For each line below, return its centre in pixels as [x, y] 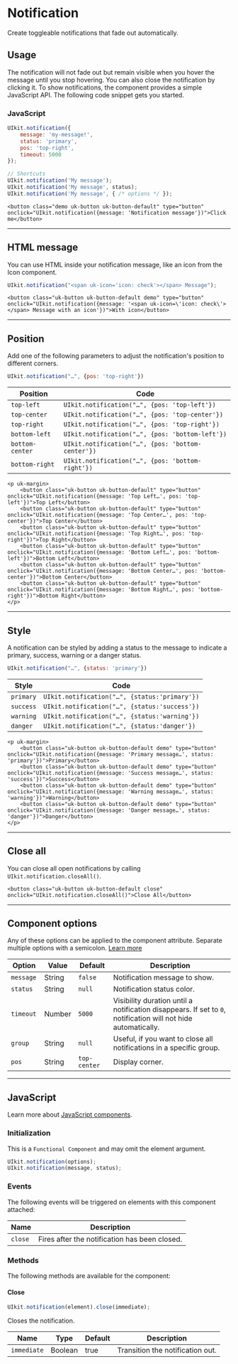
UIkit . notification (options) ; [52, 1161]
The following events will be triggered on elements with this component [112, 1202]
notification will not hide [153, 1019]
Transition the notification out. [167, 1350]
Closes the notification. [41, 1321]
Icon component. [32, 272]
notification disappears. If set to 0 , [170, 1009]
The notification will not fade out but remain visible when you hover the [111, 72]
